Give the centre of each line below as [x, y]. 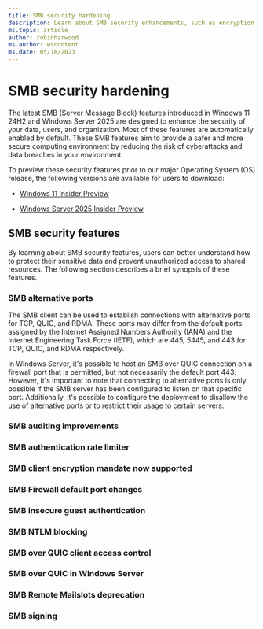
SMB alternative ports [51, 298]
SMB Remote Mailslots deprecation [77, 595]
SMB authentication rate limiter [69, 447]
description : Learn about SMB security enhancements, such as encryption [131, 23]
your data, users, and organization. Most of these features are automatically [131, 129]
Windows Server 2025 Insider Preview [81, 209]
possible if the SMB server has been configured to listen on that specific [125, 389]
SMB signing [33, 616]
